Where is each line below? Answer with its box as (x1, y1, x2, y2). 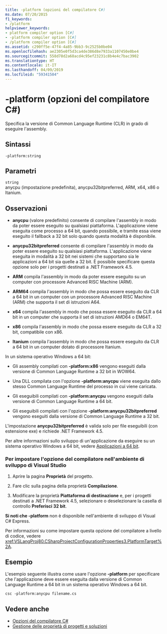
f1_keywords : (5, 16, 32, 21)
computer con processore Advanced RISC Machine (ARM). (12, 279, 133, 285)
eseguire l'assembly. (5, 125, 48, 132)
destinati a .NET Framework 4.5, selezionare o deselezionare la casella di (12, 498, 162, 504)
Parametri (5, 167, 36, 176)
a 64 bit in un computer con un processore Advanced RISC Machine (12, 294, 153, 300)
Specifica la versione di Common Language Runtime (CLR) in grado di (5, 120, 148, 126)
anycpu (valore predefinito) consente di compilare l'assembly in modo (12, 217, 157, 223)
